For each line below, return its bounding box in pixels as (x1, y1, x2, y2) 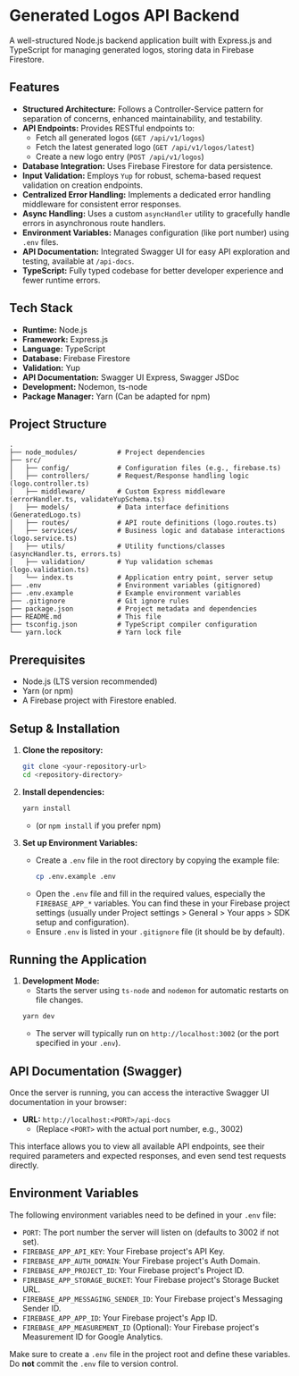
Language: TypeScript (21, 343, 105, 354)
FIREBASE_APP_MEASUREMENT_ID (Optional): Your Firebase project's (21, 1321, 260, 1332)
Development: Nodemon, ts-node (21, 381, 148, 392)
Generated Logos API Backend (9, 5, 240, 26)
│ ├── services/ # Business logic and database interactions (9, 527, 286, 536)
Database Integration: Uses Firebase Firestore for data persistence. (21, 160, 274, 171)
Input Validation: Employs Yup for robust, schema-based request (21, 170, 262, 181)
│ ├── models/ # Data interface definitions (9, 502, 229, 512)
